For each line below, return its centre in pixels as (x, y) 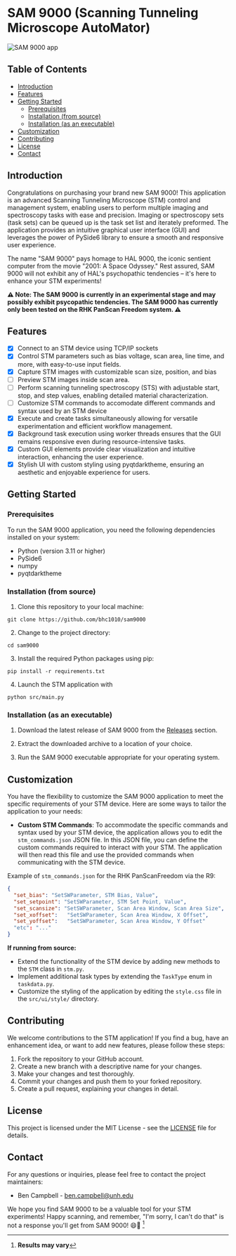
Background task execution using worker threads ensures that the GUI (119, 433)
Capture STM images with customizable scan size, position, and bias (117, 372)
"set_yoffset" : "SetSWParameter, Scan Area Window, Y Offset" (110, 922)
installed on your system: (44, 537)
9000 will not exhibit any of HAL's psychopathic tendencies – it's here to (112, 273)
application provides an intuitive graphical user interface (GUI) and (104, 230)
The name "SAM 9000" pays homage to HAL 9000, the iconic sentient (109, 259)
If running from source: (42, 948)
